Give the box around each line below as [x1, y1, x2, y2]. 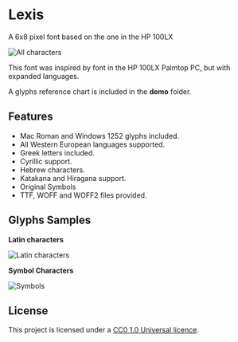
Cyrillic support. [19, 156, 73, 166]
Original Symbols [19, 182, 76, 191]
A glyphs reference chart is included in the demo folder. [8, 86, 192, 96]
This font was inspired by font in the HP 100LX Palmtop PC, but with [8, 62, 231, 73]
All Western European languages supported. [19, 140, 166, 149]
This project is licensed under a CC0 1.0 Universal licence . [8, 325, 199, 335]
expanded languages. [8, 71, 80, 81]
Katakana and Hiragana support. [19, 173, 127, 183]
